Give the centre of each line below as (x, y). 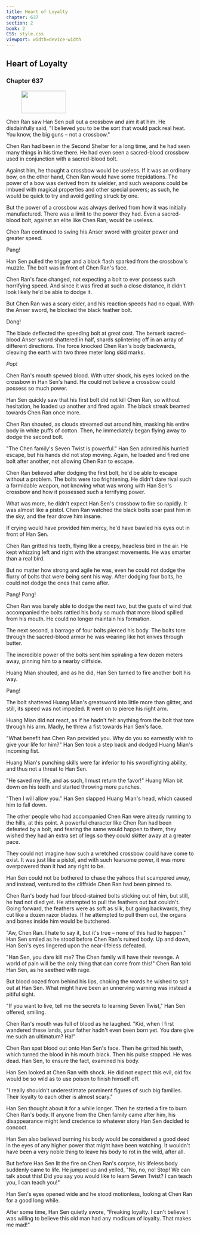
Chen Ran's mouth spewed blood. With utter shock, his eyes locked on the (98, 375)
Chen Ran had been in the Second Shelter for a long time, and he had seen (98, 146)
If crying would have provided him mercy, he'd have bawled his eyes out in (98, 528)
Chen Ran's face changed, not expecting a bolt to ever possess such (91, 279)
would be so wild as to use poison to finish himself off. (73, 1079)
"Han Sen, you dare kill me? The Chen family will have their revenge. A (93, 957)
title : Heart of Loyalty (37, 12)
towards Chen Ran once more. (44, 412)
